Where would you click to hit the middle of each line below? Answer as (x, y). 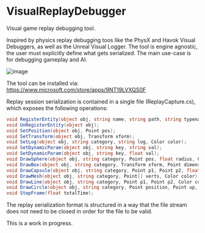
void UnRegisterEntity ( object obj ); (53, 125)
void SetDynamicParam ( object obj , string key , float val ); (83, 153)
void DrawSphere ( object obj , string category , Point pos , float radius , (101, 159)
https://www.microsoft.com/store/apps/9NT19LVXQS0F (76, 89)
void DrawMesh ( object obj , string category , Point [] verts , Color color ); (103, 176)
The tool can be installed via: (43, 83)
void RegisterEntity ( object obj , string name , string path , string (94, 119)
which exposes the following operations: (57, 108)
